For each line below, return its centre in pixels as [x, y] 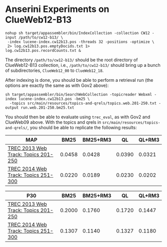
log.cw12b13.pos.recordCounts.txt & [43, 50]
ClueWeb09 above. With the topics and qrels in [53, 122]
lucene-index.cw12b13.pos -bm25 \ [54, 99]
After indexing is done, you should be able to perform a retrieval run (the [79, 80]
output [12, 108]
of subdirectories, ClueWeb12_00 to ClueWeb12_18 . [54, 70]
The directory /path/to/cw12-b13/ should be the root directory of [72, 60]
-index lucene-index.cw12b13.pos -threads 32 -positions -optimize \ [81, 42]
